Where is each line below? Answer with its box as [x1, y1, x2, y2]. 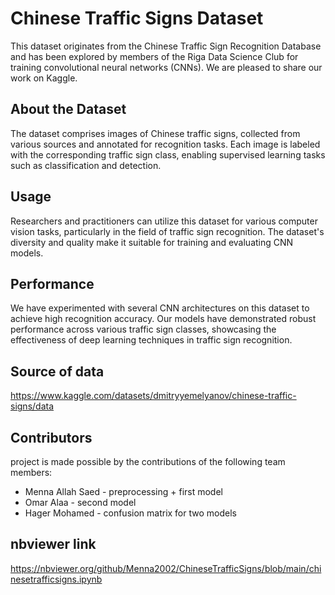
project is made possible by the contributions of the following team [10, 456, 286, 467]
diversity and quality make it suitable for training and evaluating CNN [10, 236, 294, 248]
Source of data [10, 363, 105, 380]
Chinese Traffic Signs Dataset [10, 7, 264, 30]
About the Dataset [10, 101, 127, 118]
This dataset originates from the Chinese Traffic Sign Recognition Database [10, 40, 322, 52]
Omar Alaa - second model [24, 497, 137, 508]
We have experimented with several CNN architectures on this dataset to [10, 302, 310, 314]
